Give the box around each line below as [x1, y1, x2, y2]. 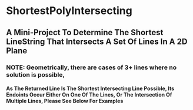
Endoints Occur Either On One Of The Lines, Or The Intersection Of [6, 91, 172, 98]
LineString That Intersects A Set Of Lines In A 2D [6, 36, 188, 46]
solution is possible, [6, 70, 65, 78]
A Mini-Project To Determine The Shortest [6, 27, 164, 37]
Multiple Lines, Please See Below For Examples [6, 98, 124, 105]
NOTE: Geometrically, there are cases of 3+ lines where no [6, 63, 177, 71]
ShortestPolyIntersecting [6, 4, 132, 18]
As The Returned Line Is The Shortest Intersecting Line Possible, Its [6, 85, 175, 92]
